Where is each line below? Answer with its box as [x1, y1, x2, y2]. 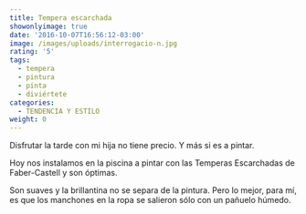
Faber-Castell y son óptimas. [9, 168, 118, 178]
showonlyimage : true [9, 22, 89, 31]
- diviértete [17, 89, 68, 98]
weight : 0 [9, 115, 47, 124]
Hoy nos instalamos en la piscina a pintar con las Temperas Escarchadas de [9, 158, 295, 168]
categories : [9, 97, 55, 107]
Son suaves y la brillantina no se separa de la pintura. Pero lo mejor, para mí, [9, 185, 297, 196]
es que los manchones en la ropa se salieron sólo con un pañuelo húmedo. [9, 195, 291, 206]
